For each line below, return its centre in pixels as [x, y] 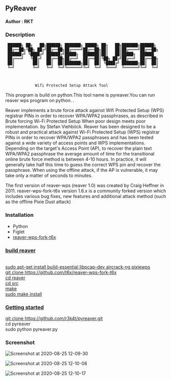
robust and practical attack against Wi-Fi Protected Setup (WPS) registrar [82, 132]
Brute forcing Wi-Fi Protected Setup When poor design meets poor [76, 121]
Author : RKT [19, 21]
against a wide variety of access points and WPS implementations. [75, 143]
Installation [20, 215]
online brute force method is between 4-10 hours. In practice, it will [76, 159]
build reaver [20, 250]
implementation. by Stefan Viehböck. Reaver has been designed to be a [81, 127]
